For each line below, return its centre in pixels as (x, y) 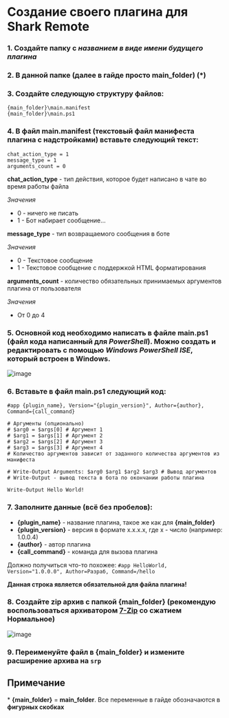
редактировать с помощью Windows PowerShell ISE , (100, 350)
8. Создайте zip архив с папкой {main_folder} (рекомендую (112, 602)
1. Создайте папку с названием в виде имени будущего (105, 48)
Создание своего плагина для (98, 12)
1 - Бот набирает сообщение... (62, 220)
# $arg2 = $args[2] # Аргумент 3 (55, 442)
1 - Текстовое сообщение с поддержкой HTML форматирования (111, 267)
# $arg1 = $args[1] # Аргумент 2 (55, 436)
